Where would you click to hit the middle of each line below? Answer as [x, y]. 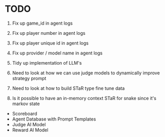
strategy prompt [29, 78]
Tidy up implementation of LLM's [47, 63]
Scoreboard [25, 113]
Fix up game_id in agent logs [42, 23]
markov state [26, 104]
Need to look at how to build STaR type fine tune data [68, 88]
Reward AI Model [30, 130]
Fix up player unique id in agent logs [50, 43]
